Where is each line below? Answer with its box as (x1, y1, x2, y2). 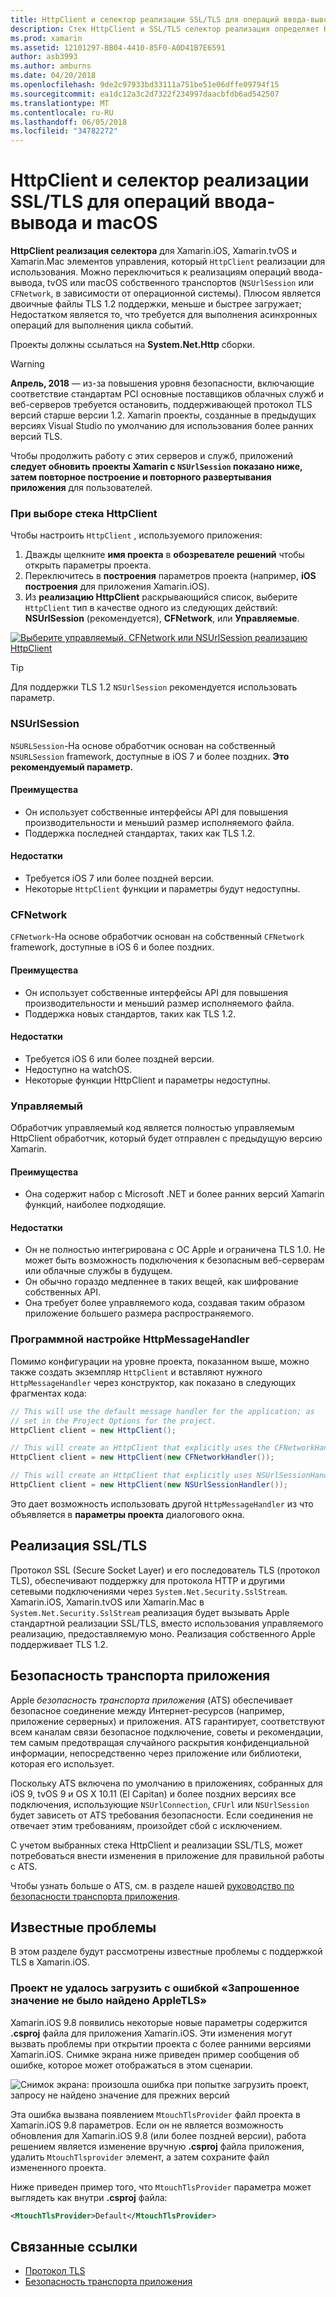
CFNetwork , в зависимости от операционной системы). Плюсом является (10, 287, 321, 300)
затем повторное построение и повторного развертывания (10, 471, 272, 483)
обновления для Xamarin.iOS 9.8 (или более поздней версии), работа (10, 2129, 307, 2141)
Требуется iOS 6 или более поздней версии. (24, 1052, 215, 1065)
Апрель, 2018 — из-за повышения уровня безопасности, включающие (10, 377, 315, 390)
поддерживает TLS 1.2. (10, 1638, 109, 1650)
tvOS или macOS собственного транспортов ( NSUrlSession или (46, 277, 315, 289)
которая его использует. (10, 1757, 115, 1770)
